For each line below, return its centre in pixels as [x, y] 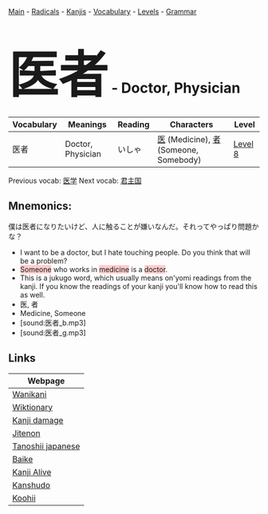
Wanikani [30, 394]
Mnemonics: [40, 206]
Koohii [24, 498]
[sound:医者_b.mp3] [53, 322]
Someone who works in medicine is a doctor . [94, 269]
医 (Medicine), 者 [189, 139]
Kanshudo [31, 484]
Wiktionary [33, 407]
